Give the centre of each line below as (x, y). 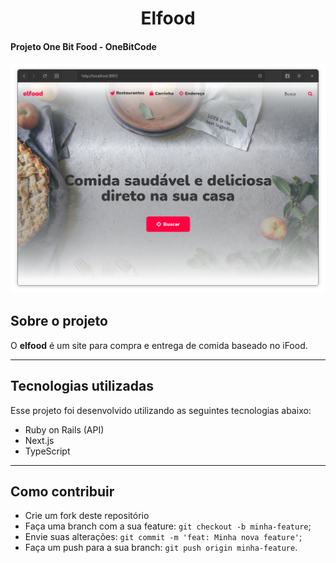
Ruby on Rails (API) (64, 429)
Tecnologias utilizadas (82, 386)
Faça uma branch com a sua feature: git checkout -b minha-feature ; (168, 526)
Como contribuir (62, 492)
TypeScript (47, 451)
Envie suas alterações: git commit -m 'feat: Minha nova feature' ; (163, 537)
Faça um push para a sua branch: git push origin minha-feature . (161, 548)
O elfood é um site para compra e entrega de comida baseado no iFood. (159, 345)
